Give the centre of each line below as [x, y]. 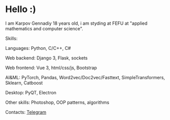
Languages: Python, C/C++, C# [38, 48]
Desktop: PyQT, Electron [31, 92]
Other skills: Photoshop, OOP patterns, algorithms [57, 102]
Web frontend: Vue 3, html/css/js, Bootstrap [51, 68]
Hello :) [21, 9]
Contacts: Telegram [26, 112]
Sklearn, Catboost [24, 83]
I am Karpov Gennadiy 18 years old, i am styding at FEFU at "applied [76, 23]
